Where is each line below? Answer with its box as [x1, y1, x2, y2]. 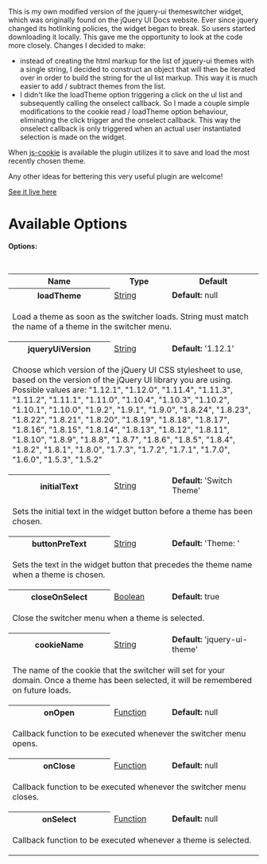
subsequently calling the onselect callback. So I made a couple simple [19, 99, 250, 108]
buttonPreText [31, 538, 87, 549]
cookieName [34, 639, 84, 650]
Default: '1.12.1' [172, 343, 234, 354]
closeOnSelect [30, 591, 88, 603]
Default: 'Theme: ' [172, 538, 240, 549]
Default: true [172, 591, 220, 603]
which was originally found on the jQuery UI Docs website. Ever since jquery [8, 15, 259, 25]
